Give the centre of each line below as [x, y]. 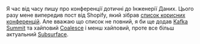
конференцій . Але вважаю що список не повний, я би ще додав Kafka [97, 21]
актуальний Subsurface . [37, 34]
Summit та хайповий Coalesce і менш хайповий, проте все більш [90, 28]
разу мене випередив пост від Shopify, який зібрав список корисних [96, 15]
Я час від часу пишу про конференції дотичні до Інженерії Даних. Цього [100, 9]
